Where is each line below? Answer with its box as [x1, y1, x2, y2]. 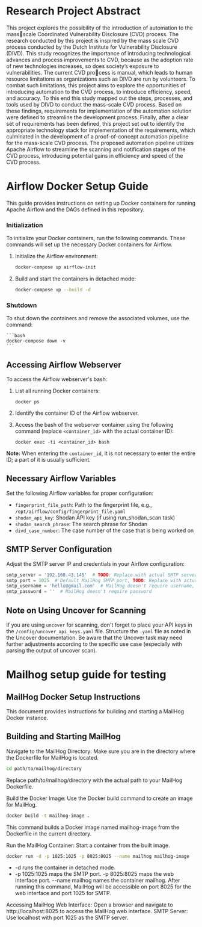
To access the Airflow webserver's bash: [6, 376, 108, 383]
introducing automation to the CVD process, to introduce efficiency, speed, [6, 88, 192, 95]
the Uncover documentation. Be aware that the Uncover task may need [6, 634, 182, 641]
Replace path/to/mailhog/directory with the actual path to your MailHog [6, 777, 183, 784]
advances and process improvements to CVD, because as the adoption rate [6, 56, 194, 63]
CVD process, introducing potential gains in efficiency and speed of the [6, 152, 183, 159]
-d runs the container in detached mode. [14, 864, 116, 871]
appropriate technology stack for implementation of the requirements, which [6, 126, 195, 134]
